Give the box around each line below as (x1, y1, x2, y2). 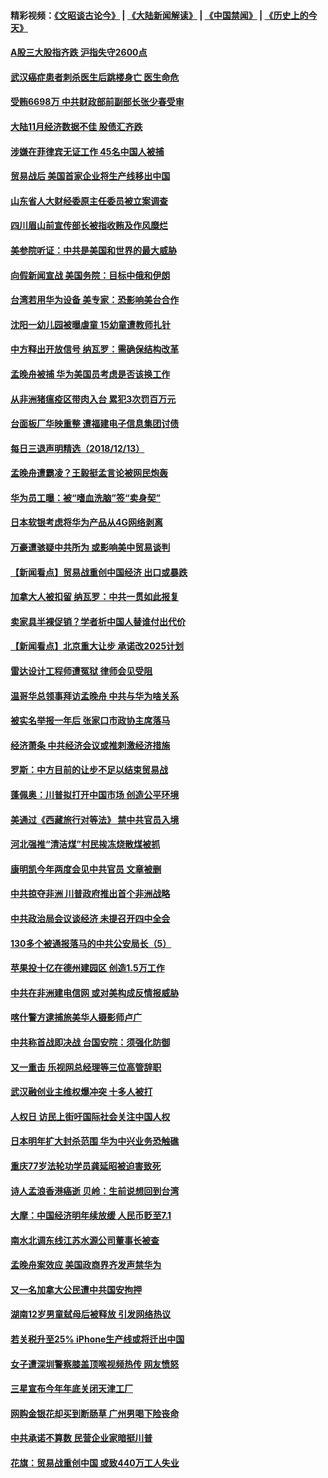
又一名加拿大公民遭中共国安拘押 (10, 1283, 142, 1295)
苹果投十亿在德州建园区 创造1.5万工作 (10, 962, 165, 974)
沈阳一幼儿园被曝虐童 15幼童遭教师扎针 (10, 318, 172, 330)
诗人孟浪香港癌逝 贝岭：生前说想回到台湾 (10, 1185, 180, 1197)
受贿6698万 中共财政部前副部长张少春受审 (10, 96, 185, 108)
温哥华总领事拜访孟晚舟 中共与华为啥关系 (10, 690, 180, 702)
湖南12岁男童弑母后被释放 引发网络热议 (10, 1308, 172, 1320)
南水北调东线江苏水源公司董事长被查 (10, 1234, 160, 1246)
